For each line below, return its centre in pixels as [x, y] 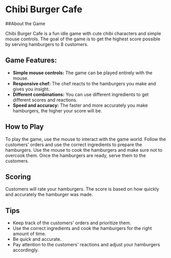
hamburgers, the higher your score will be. [57, 110]
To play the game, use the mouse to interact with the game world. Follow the [86, 139]
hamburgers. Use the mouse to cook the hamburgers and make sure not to [84, 150]
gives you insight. [31, 89]
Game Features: [31, 61]
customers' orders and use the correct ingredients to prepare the [74, 145]
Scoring [18, 177]
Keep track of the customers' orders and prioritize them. [72, 223]
